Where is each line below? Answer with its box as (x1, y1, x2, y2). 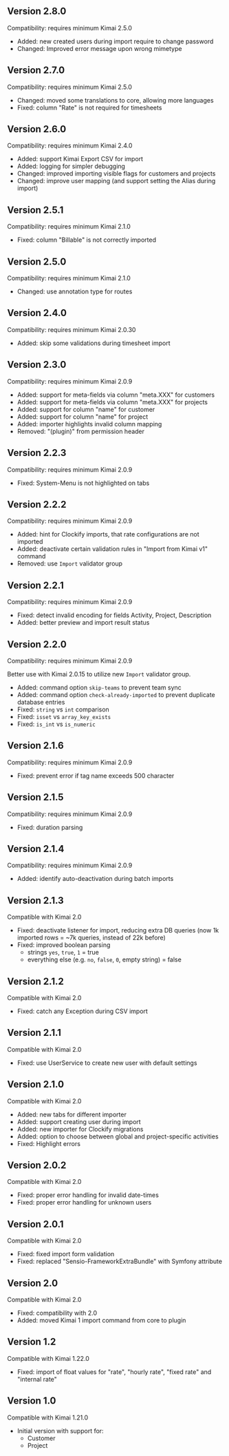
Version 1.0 (7, 1395, 56, 1407)
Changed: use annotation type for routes (17, 287, 133, 295)
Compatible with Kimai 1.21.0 (7, 1413, 89, 1422)
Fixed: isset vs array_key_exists (17, 712, 111, 720)
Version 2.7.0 (7, 65, 65, 76)
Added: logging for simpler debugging (17, 162, 126, 171)
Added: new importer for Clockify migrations (17, 1125, 144, 1133)
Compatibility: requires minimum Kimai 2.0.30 (7, 325, 136, 333)
